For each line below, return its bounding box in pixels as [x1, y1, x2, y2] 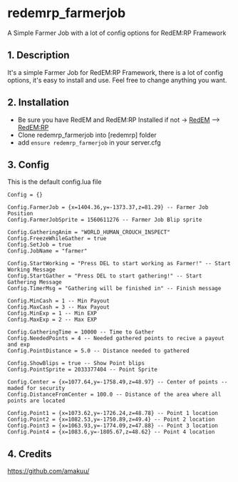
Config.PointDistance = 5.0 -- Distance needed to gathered [7, 347, 190, 354]
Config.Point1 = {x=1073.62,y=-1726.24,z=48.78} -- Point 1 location [7, 410, 219, 417]
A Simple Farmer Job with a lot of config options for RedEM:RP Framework [7, 29, 227, 37]
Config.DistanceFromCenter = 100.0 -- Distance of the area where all [7, 391, 222, 399]
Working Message [7, 266, 56, 274]
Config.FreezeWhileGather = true [7, 235, 107, 242]
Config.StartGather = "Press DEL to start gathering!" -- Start [7, 272, 202, 280]
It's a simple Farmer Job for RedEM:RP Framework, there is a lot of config [7, 68, 223, 76]
